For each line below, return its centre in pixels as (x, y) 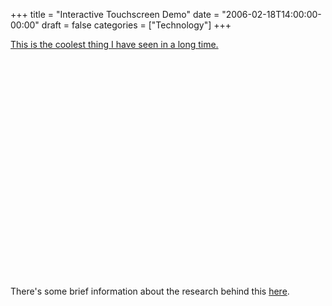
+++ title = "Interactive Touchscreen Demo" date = (115, 14)
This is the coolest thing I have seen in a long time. (114, 44)
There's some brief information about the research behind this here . (150, 291)
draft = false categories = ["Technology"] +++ (136, 25)
